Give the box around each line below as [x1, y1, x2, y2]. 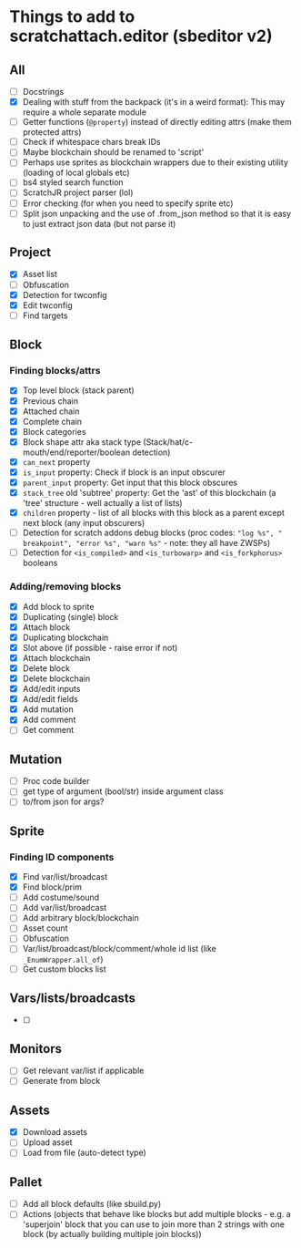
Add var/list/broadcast [22, 902, 107, 913]
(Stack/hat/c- [143, 436, 194, 448]
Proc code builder [22, 776, 90, 787]
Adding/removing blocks [9, 581, 122, 593]
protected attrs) [22, 127, 82, 138]
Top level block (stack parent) [22, 385, 135, 396]
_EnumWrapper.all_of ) [22, 954, 104, 964]
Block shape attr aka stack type [22, 436, 142, 448]
